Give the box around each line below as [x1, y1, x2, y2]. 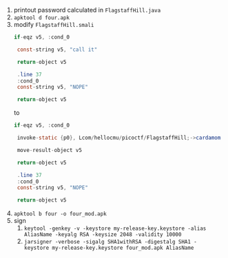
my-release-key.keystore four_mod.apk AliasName [52, 244, 194, 252]
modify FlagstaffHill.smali [13, 21, 94, 28]
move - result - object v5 [17, 147, 83, 153]
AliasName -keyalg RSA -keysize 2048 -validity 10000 [23, 231, 182, 238]
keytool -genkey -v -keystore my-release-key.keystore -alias [23, 225, 207, 233]
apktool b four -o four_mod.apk [13, 211, 107, 217]
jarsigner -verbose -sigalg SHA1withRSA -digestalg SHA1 [23, 239, 191, 246]
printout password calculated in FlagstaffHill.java [13, 6, 161, 14]
